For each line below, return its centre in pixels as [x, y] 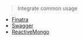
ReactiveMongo [30, 32]
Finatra [20, 19]
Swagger [22, 26]
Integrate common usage [47, 8]
